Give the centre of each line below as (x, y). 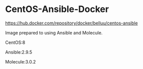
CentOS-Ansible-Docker (57, 9)
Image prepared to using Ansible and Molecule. (54, 32)
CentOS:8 (15, 42)
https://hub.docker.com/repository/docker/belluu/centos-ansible (71, 23)
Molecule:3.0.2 (20, 61)
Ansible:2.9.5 (19, 52)
